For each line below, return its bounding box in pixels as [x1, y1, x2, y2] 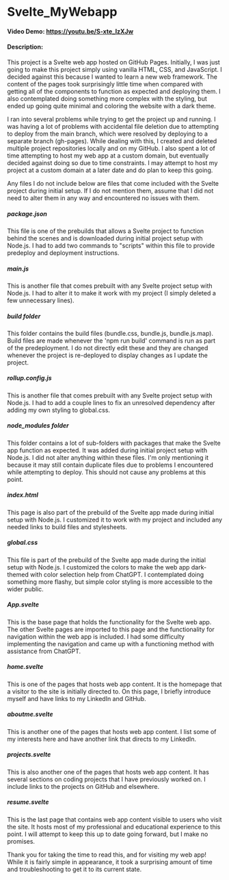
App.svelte [7, 600, 40, 609]
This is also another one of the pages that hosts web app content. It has [7, 768, 210, 776]
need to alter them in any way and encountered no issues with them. [7, 193, 200, 202]
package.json [7, 210, 48, 218]
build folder [7, 312, 41, 320]
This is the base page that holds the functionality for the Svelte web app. [7, 618, 212, 626]
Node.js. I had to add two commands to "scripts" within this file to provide [7, 241, 215, 249]
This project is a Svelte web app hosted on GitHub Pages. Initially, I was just [7, 58, 220, 66]
